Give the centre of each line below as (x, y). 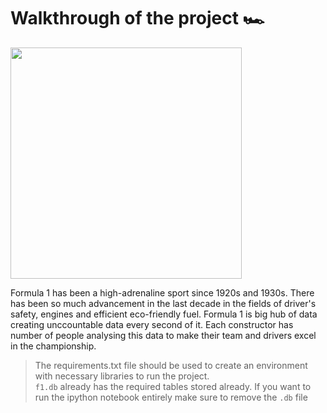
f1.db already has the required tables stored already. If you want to (173, 386)
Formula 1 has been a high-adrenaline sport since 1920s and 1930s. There (162, 292)
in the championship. (53, 346)
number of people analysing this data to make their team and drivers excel (163, 335)
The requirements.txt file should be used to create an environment (171, 365)
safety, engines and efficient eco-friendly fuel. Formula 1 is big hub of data (164, 314)
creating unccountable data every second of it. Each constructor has (152, 324)
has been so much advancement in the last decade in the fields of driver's (163, 303)
